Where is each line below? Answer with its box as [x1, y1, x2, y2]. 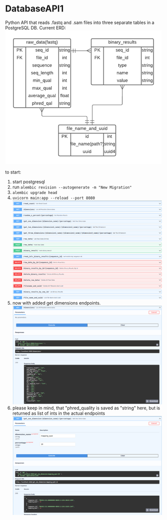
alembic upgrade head [12, 190, 57, 195]
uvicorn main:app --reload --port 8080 [12, 195, 95, 200]
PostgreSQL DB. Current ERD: [5, 24, 66, 30]
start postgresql [12, 178, 45, 184]
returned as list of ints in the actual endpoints [12, 410, 105, 416]
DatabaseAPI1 [5, 3, 64, 14]
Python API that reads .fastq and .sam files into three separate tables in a [5, 19, 155, 25]
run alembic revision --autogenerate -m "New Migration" [12, 184, 132, 190]
